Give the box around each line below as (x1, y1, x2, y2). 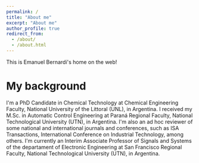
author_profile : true (6, 25, 60, 32)
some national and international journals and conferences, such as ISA (6, 124, 179, 131)
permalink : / (6, 8, 39, 15)
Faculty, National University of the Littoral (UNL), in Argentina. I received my (6, 105, 192, 112)
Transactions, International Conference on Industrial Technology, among (6, 131, 184, 138)
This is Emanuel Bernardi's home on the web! (6, 58, 117, 66)
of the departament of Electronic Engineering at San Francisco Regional (6, 143, 182, 150)
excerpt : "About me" (6, 20, 58, 26)
